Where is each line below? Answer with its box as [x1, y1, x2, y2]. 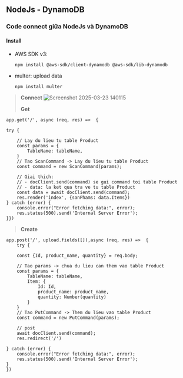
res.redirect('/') [16, 335, 62, 341]
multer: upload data [14, 72, 62, 79]
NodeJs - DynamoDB [6, 5, 85, 15]
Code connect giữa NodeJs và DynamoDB [6, 22, 128, 31]
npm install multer [14, 83, 63, 89]
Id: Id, [37, 283, 57, 289]
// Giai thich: [16, 174, 54, 180]
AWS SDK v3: [14, 50, 48, 57]
